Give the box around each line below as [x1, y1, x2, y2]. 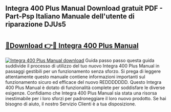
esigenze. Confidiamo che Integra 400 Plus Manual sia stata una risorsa [5, 90, 157, 96]
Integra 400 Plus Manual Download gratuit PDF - [5, 4, 163, 13]
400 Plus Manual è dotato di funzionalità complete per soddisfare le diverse [5, 84, 165, 91]
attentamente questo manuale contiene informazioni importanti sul [5, 74, 145, 80]
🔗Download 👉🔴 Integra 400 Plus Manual [5, 41, 139, 50]
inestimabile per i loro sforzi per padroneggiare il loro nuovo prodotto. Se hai [5, 96, 166, 101]
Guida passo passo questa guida [85, 57, 155, 63]
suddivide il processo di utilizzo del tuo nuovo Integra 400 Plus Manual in [5, 63, 160, 69]
